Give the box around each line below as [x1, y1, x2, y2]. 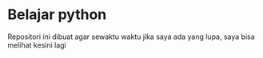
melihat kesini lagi [7, 40, 67, 49]
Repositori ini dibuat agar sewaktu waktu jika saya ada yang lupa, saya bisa [7, 32, 255, 41]
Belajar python [7, 6, 107, 24]
